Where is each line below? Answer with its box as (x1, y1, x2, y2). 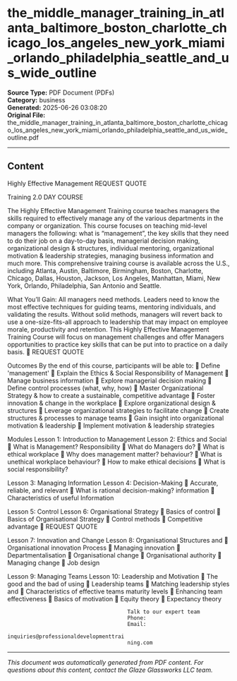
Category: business (7, 95, 66, 104)
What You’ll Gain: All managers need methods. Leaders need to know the (7, 295, 220, 303)
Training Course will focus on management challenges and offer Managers (7, 332, 224, 341)
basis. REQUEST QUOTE (7, 347, 85, 356)
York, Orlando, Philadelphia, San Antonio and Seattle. (7, 281, 162, 290)
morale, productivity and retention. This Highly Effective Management (7, 325, 209, 333)
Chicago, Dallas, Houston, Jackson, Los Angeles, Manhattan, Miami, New (7, 274, 221, 282)
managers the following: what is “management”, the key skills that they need (7, 229, 229, 237)
